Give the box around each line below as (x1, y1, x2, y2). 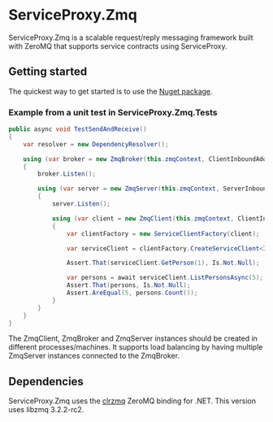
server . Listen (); (51, 200, 111, 208)
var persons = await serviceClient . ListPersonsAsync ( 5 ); (66, 274, 264, 282)
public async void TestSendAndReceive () (8, 125, 148, 133)
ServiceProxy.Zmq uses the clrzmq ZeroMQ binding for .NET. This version (8, 396, 256, 406)
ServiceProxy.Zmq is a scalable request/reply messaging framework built (8, 33, 253, 42)
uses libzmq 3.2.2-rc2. (8, 405, 84, 415)
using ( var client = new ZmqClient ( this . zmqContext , (51, 214, 234, 223)
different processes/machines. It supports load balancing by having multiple (8, 342, 263, 352)
